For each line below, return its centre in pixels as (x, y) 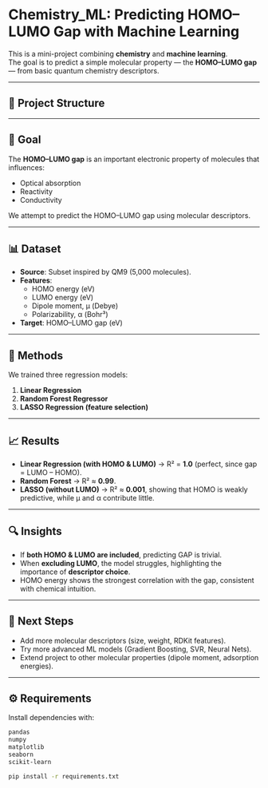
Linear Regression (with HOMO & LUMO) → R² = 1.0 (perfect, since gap (138, 464)
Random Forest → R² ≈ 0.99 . (68, 481)
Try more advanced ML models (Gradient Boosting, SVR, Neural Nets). (136, 649)
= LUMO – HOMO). (51, 472)
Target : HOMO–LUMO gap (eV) (71, 323)
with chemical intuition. (58, 588)
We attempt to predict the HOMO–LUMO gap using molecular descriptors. (130, 215)
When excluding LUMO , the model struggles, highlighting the (120, 563)
